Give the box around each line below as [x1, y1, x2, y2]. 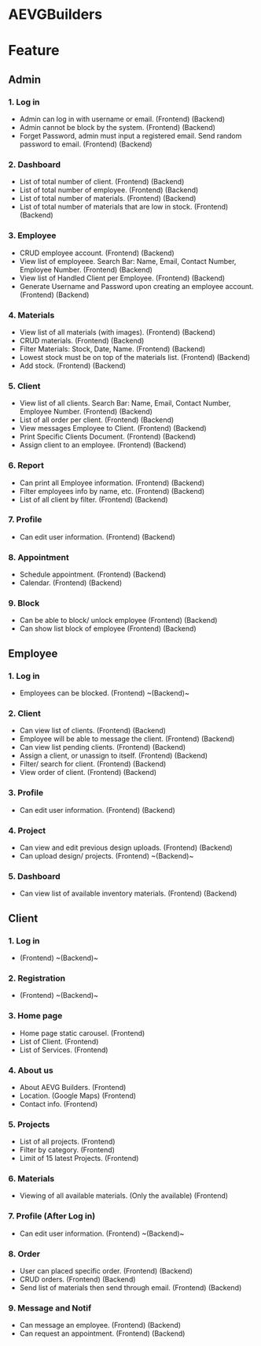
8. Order [8, 1248, 41, 1259]
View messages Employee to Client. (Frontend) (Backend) [19, 424, 207, 433]
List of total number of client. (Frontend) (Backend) [19, 177, 185, 187]
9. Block [8, 598, 40, 609]
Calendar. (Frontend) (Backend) [19, 578, 123, 588]
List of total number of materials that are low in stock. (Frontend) [19, 202, 229, 212]
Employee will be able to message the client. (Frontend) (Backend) [19, 734, 235, 743]
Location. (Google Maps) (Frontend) [19, 1091, 136, 1100]
